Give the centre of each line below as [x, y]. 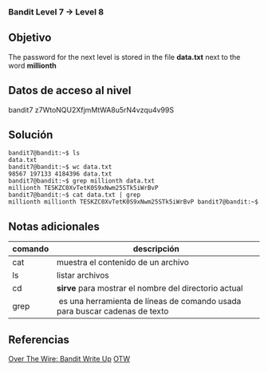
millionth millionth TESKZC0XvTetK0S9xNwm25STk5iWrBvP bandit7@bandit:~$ [134, 202]
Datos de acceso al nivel [70, 91]
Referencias [39, 339]
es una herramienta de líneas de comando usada [150, 302]
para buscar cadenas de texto [112, 311]
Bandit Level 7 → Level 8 [56, 12]
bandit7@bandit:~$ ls [44, 153]
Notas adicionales [54, 226]
